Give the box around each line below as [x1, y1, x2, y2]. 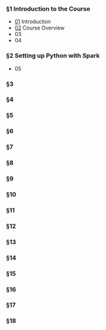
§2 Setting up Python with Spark [6, 52, 100, 60]
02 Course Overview [14, 24, 65, 31]
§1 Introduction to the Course [6, 5, 91, 13]
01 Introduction [14, 18, 51, 25]
